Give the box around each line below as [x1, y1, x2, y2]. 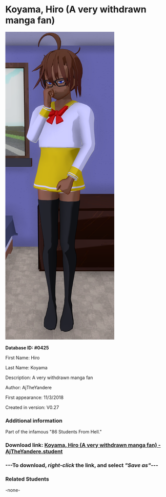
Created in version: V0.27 [5, 404, 59, 410]
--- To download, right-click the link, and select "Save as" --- [5, 462, 159, 469]
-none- [5, 487, 20, 493]
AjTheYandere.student [5, 448, 63, 455]
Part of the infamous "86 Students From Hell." [5, 429, 102, 435]
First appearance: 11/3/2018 [5, 394, 64, 401]
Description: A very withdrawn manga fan [5, 374, 93, 381]
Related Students [5, 475, 50, 483]
